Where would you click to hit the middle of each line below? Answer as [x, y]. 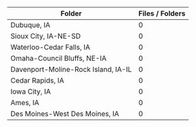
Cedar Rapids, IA [38, 80]
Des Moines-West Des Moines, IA [65, 114]
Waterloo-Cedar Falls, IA [51, 47]
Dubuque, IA [30, 25]
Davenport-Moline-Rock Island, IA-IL [71, 69]
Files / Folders [162, 13]
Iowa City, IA [31, 91]
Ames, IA [25, 103]
